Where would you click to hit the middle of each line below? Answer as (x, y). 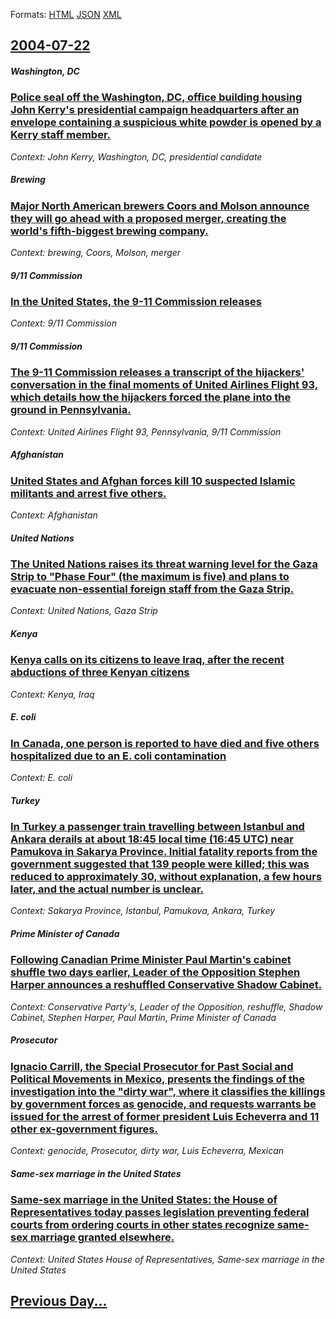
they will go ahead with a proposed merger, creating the (148, 218)
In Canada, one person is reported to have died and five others (165, 743)
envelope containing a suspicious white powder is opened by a (166, 122)
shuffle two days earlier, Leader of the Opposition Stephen (155, 972)
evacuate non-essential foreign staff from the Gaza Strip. (152, 589)
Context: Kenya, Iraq (52, 694)
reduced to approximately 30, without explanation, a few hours (166, 877)
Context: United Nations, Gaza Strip (84, 611)
